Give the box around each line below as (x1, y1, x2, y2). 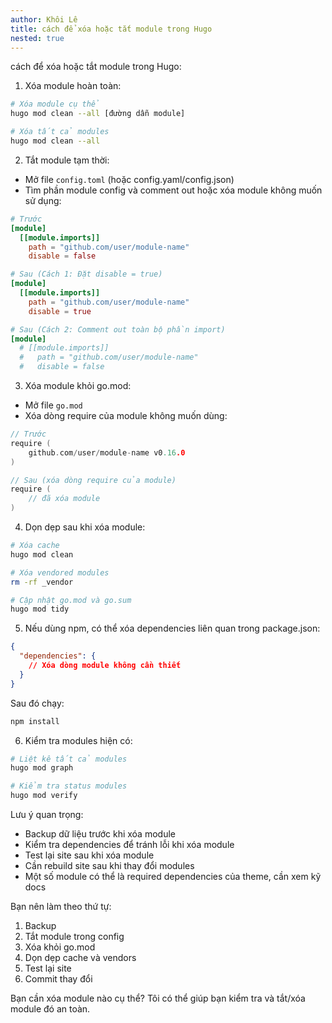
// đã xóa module (28, 494, 101, 504)
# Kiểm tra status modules (10, 781, 128, 791)
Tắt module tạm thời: (24, 154, 110, 166)
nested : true (10, 33, 65, 43)
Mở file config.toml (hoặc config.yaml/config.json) (24, 173, 235, 185)
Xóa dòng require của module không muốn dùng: (24, 410, 228, 421)
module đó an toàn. (10, 1003, 91, 1015)
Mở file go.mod (24, 399, 83, 411)
